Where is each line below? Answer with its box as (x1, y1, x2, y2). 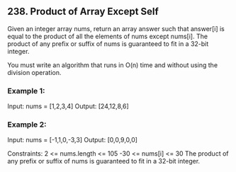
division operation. (7, 68, 62, 76)
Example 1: (7, 86, 45, 96)
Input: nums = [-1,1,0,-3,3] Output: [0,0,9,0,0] (7, 136, 138, 144)
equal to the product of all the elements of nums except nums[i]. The (7, 32, 208, 40)
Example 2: (7, 120, 47, 130)
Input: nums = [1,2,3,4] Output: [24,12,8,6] (7, 102, 129, 110)
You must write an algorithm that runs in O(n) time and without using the (7, 60, 218, 69)
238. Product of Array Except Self (7, 6, 159, 18)
